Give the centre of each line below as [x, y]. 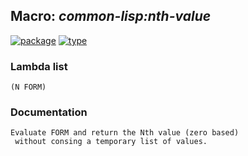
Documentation [49, 112]
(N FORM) [28, 87]
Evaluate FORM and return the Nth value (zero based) [125, 133]
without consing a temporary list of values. [111, 142]
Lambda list [39, 66]
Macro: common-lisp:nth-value [111, 16]
